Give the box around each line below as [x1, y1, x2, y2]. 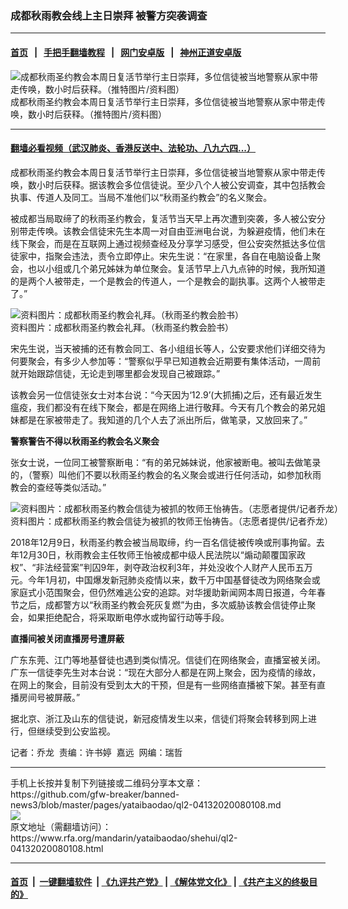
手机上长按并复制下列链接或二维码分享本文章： [10, 777, 203, 789]
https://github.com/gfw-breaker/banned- [10, 788, 180, 800]
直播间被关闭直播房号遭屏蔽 [10, 632, 125, 644]
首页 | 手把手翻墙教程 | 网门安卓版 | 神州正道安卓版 [10, 46, 242, 58]
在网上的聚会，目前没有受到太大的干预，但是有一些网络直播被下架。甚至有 [10, 678, 317, 691]
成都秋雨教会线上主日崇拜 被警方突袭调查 [10, 8, 208, 22]
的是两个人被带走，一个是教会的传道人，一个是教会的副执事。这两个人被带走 [10, 275, 326, 287]
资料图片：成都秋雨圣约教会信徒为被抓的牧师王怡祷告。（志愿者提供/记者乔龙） [10, 515, 334, 527]
